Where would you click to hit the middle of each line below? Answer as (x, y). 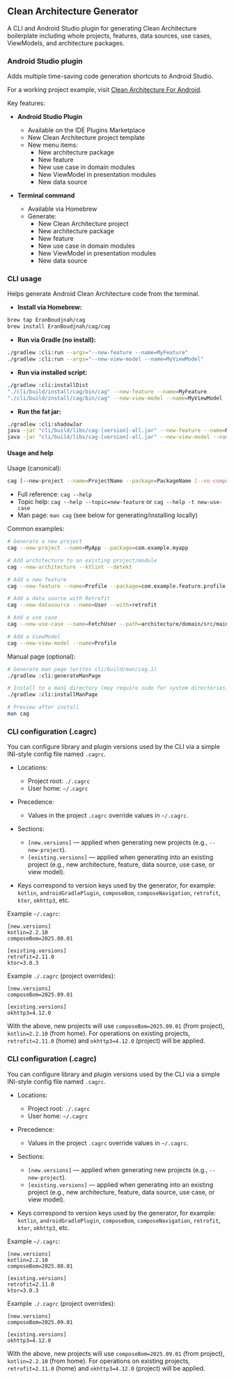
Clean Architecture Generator (73, 11)
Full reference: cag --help (54, 494)
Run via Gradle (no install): (56, 340)
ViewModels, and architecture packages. (66, 43)
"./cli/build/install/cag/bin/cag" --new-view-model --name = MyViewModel (115, 398)
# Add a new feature (37, 580)
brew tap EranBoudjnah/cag (46, 320)
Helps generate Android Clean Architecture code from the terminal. (103, 294)
